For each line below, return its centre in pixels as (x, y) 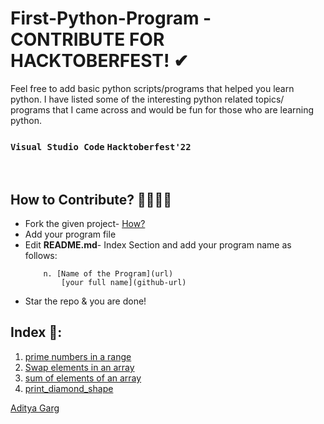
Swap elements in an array (79, 367)
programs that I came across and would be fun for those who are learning (162, 109)
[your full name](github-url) (124, 283)
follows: (41, 256)
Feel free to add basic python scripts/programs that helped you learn (152, 88)
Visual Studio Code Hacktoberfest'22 (101, 146)
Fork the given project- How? (85, 224)
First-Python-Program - (111, 18)
